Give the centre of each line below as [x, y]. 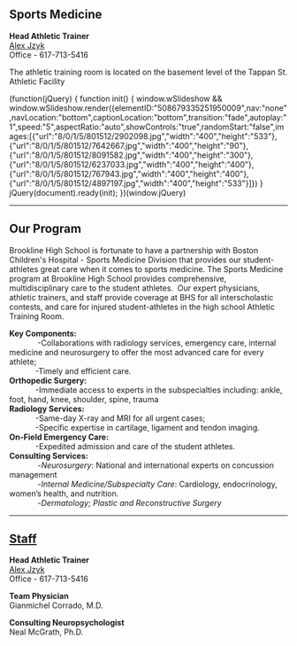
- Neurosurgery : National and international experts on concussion [156, 465]
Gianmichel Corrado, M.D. [56, 605]
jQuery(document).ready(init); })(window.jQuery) [98, 192]
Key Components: [43, 333]
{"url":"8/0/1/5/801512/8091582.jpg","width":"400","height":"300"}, [131, 155]
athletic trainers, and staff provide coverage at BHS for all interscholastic [141, 297]
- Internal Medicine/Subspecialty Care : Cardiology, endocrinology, [157, 484]
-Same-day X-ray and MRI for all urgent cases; [120, 418]
